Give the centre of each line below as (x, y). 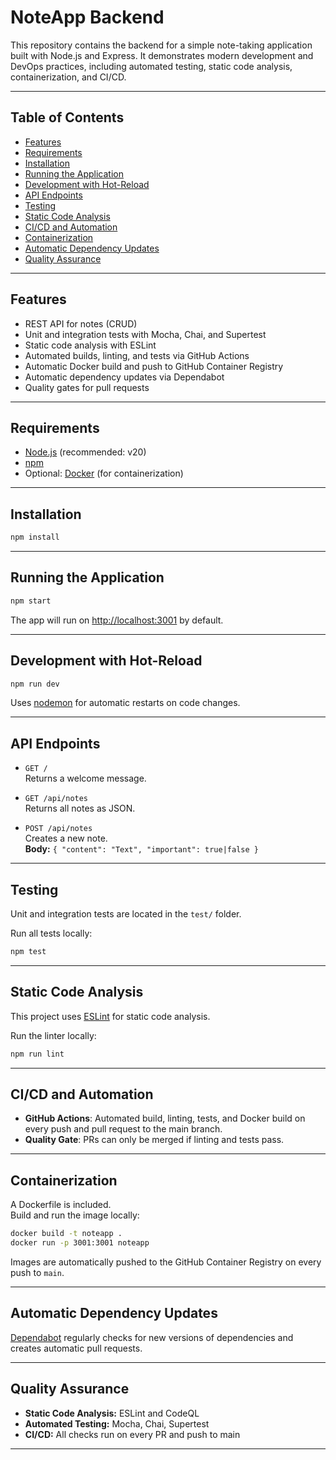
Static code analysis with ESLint (90, 345)
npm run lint (37, 1054)
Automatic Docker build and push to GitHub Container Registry (154, 366)
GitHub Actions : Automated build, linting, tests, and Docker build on (165, 1118)
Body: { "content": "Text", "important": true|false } (141, 849)
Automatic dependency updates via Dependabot (124, 377)
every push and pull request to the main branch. (123, 1129)
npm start (31, 601)
